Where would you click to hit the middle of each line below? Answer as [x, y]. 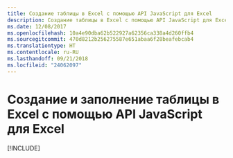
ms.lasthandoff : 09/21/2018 [48, 59]
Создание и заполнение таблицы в [113, 99]
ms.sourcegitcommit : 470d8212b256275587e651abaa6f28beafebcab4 [101, 39]
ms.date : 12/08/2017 [37, 26]
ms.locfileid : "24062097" [44, 65]
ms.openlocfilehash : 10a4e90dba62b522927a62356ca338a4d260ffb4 [101, 33]
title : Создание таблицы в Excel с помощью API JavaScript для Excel [110, 14]
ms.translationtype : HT [42, 46]
